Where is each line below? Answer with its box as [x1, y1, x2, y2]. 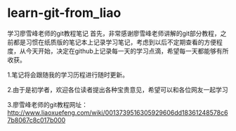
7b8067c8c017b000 [7, 116, 66, 124]
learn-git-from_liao [7, 5, 122, 21]
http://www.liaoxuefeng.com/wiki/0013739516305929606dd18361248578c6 [7, 108, 228, 117]
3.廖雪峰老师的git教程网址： [7, 100, 88, 108]
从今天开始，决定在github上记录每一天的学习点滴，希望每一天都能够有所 [19, 46, 229, 55]
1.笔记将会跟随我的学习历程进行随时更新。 [7, 70, 129, 79]
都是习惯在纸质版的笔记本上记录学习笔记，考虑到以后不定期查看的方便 [13, 37, 216, 46]
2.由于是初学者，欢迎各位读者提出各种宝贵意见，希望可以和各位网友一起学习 [7, 85, 228, 94]
